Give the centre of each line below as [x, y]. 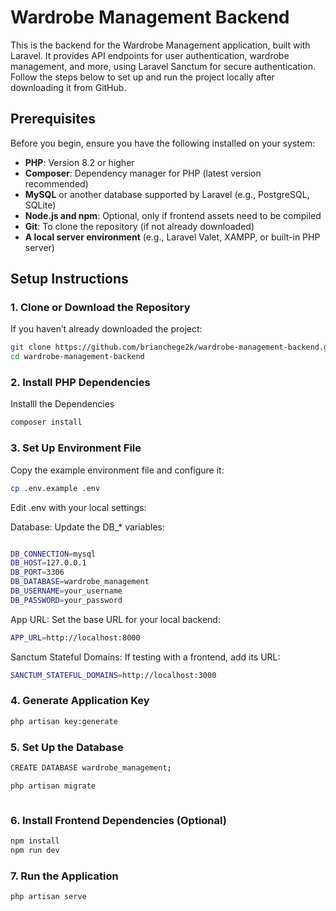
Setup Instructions [69, 279]
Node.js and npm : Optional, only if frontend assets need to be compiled [173, 215]
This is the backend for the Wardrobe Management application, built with [160, 45]
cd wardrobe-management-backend [77, 357]
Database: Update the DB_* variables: [88, 527]
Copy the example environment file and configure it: [117, 470]
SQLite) [40, 205]
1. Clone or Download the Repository [100, 308]
